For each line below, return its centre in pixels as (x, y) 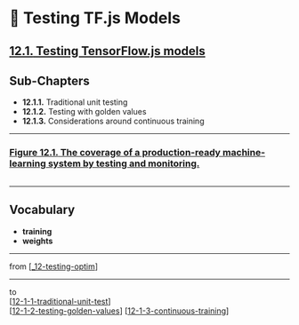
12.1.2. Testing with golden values (84, 112)
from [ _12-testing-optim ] (54, 266)
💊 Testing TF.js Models (95, 18)
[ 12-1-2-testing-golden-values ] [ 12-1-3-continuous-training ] (119, 311)
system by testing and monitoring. (124, 163)
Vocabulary (42, 210)
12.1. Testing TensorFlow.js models (108, 51)
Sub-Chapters (50, 80)
